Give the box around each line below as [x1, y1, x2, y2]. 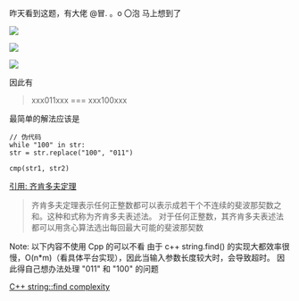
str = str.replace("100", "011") [9, 148, 134, 157]
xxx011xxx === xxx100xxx [30, 95, 128, 105]
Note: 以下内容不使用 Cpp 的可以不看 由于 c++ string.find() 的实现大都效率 [9, 241, 283, 252]
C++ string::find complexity [9, 281, 110, 292]
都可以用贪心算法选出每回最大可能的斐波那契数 [30, 222, 203, 232]
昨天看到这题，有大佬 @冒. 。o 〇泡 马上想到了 [9, 8, 181, 18]
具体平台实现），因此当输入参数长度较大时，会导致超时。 [67, 253, 275, 263]
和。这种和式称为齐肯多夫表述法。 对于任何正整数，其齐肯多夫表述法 [30, 211, 284, 222]
